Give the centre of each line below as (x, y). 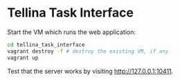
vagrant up (23, 58)
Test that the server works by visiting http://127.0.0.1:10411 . (90, 71)
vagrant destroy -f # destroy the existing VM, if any (88, 51)
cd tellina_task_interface (46, 44)
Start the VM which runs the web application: (72, 32)
